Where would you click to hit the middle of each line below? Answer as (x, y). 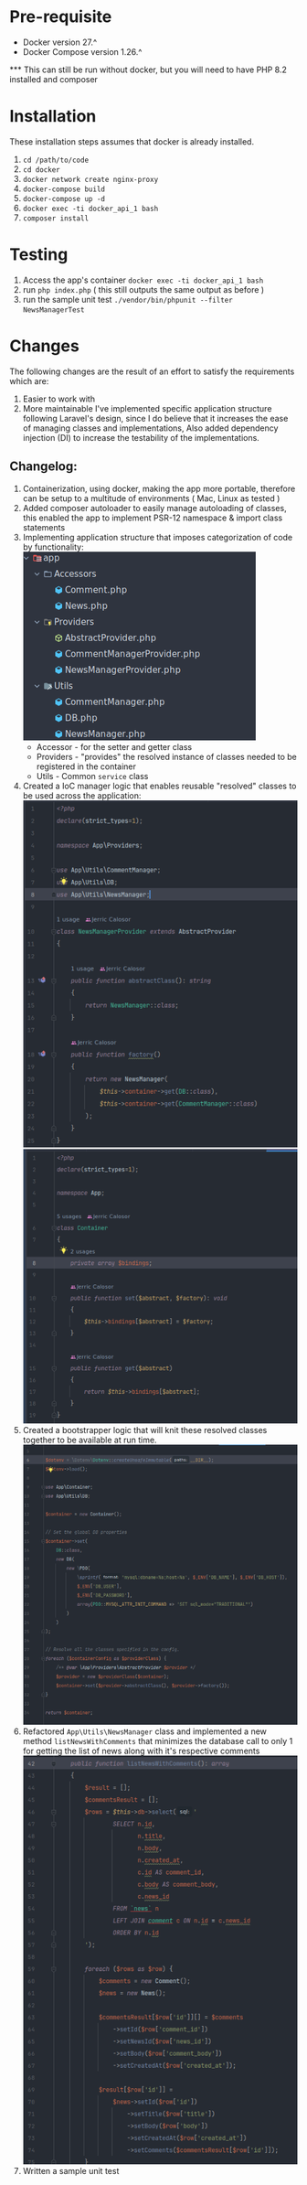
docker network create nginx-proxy (90, 179)
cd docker (42, 170)
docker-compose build (64, 189)
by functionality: (53, 547)
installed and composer (54, 79)
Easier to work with (59, 399)
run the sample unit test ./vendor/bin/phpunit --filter (127, 299)
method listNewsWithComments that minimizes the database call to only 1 (158, 1741)
